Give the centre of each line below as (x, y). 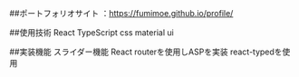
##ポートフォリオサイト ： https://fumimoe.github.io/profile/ (121, 13)
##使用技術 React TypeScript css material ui (92, 33)
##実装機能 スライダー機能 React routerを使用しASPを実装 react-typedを (146, 52)
